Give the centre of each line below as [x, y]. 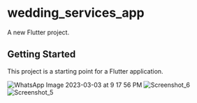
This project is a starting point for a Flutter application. [85, 71]
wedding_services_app [76, 13]
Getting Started [42, 54]
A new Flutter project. [38, 32]
